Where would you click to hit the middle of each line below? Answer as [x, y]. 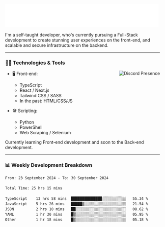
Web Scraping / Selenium [45, 133]
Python [27, 122]
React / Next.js [34, 90]
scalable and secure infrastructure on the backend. [57, 45]
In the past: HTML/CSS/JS [46, 101]
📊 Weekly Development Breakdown [49, 165]
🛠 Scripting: [25, 111]
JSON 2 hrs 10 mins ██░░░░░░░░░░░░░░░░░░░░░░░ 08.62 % [77, 209]
